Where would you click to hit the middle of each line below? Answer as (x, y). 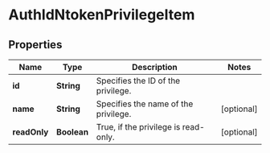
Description (155, 67)
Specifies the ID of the (138, 81)
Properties (35, 45)
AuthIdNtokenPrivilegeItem (102, 15)
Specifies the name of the (145, 104)
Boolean (72, 132)
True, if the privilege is (138, 127)
